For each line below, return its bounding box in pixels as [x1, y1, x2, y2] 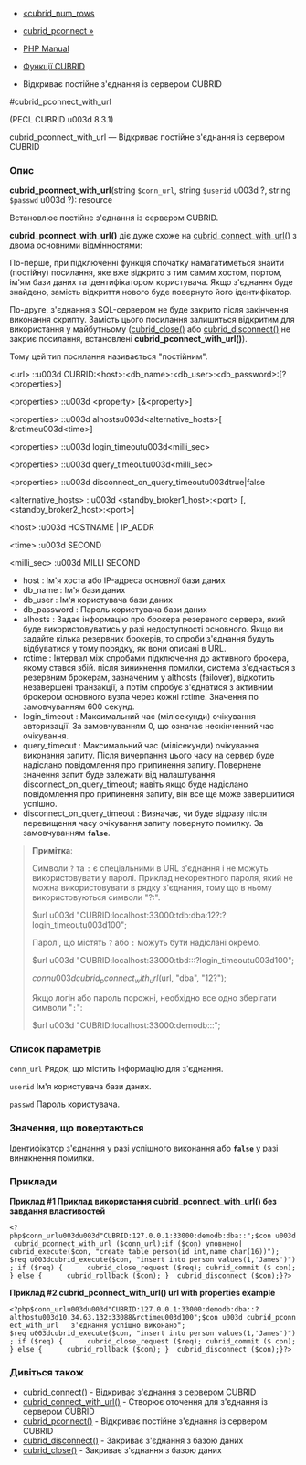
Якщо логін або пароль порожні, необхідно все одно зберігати [31, 993, 277, 1003]
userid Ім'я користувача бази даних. [9, 1081, 153, 1092]
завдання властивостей [9, 1205, 106, 1216]
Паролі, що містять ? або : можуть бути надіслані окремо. [31, 937, 261, 949]
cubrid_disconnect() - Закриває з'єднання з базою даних [22, 1435, 244, 1447]
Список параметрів [9, 1043, 102, 1056]
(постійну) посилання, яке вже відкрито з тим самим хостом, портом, [9, 267, 283, 278]
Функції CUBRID [22, 61, 85, 71]
